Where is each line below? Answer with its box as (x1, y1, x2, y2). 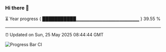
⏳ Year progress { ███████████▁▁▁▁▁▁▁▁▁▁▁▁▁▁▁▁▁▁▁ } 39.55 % (5, 16, 161, 22)
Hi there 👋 (5, 4, 30, 11)
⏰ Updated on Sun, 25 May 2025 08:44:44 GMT (5, 32, 104, 38)
